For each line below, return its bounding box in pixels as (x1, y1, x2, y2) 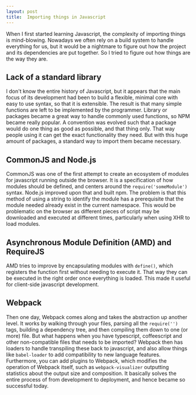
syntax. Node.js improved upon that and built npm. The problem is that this (6, 189, 186, 196)
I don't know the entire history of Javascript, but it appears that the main (6, 88, 180, 95)
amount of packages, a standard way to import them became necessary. (6, 138, 181, 145)
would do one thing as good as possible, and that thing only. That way (6, 125, 175, 132)
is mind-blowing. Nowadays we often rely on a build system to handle (6, 36, 174, 43)
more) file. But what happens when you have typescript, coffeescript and (6, 332, 183, 339)
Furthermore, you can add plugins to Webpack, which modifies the (6, 357, 167, 364)
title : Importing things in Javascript (6, 14, 106, 20)
